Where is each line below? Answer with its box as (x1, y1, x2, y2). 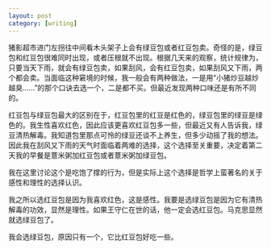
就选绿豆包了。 (8, 214, 58, 224)
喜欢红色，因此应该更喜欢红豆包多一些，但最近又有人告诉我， (50, 120, 256, 130)
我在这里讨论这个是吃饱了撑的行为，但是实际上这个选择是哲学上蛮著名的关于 (8, 167, 263, 177)
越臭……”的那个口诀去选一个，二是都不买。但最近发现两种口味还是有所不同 (8, 82, 256, 93)
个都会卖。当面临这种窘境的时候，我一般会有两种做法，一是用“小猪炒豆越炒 (8, 73, 260, 82)
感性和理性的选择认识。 (8, 177, 86, 187)
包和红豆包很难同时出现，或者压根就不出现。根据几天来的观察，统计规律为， (8, 52, 263, 62)
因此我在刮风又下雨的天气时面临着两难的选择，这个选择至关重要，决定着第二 (8, 140, 263, 150)
